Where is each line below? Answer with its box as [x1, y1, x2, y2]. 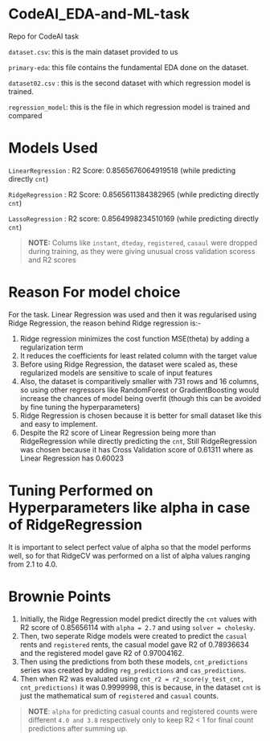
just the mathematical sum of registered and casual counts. [19, 690, 219, 700]
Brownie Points [8, 587, 111, 605]
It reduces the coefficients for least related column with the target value [19, 350, 257, 360]
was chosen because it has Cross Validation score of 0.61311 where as [19, 444, 253, 454]
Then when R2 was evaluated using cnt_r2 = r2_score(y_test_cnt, [19, 673, 245, 683]
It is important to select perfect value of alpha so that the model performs [8, 542, 252, 551]
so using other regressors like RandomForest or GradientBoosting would [19, 385, 260, 395]
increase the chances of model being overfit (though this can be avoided [19, 393, 261, 403]
